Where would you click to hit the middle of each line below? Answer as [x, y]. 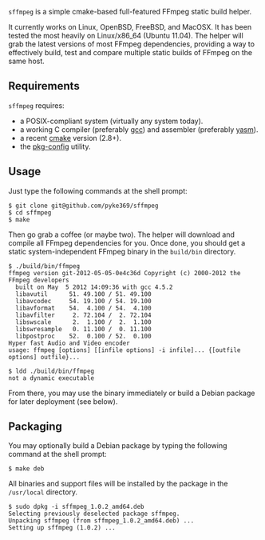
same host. [27, 61]
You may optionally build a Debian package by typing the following [118, 446]
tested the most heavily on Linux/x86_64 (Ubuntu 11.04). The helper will [126, 36]
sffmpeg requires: [37, 105]
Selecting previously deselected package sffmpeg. [94, 514]
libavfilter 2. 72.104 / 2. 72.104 [83, 315]
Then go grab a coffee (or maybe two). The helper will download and [122, 234]
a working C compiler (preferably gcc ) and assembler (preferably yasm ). [139, 129]
